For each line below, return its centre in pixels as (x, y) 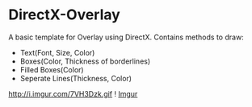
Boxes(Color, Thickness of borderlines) (85, 61)
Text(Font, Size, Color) (57, 52)
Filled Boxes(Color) (52, 69)
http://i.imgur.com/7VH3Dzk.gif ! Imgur (73, 93)
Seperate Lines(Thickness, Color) (76, 78)
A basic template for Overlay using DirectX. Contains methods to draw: (126, 37)
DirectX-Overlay (65, 15)
